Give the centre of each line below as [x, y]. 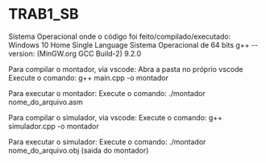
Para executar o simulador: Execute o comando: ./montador [107, 141]
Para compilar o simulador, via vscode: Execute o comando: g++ [116, 117]
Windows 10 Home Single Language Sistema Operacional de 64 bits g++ [129, 44]
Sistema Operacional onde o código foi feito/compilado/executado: [120, 36]
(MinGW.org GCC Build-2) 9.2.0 [89, 53]
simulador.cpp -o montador [54, 126]
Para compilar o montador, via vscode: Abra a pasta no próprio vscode [126, 69]
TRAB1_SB [44, 14]
